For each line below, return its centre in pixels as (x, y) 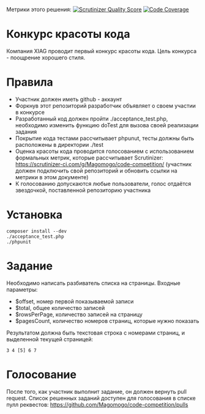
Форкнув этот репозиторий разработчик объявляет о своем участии (105, 105)
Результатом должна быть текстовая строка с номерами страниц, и (96, 333)
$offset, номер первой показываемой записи (74, 301)
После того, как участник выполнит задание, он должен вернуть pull (96, 391)
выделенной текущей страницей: (50, 339)
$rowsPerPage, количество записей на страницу (79, 314)
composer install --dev (37, 231)
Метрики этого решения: (39, 9)
